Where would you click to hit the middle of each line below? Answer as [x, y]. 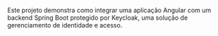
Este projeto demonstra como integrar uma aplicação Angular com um [109, 10]
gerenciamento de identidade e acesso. [65, 25]
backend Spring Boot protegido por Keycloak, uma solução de [98, 18]
